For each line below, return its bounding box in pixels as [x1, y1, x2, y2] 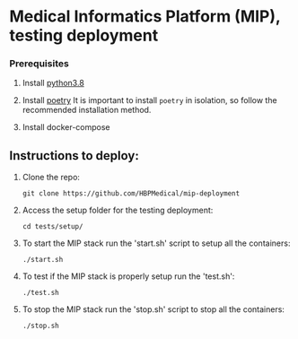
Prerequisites [9, 57, 69, 70]
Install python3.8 [22, 78, 85, 89]
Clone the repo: [22, 172, 81, 183]
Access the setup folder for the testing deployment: [22, 204, 214, 216]
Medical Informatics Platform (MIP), [9, 6, 281, 27]
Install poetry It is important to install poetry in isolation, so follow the [22, 95, 277, 106]
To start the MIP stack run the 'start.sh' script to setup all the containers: [22, 238, 291, 248]
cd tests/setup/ [22, 222, 83, 231]
